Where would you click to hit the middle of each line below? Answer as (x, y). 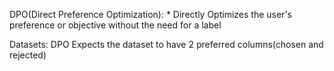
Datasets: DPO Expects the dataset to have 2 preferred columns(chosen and (166, 44)
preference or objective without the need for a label (115, 25)
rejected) (28, 55)
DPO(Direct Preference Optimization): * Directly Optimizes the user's (150, 14)
